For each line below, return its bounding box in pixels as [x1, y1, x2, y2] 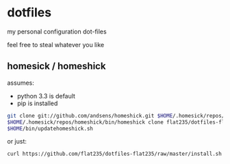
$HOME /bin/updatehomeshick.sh [7, 125, 94, 132]
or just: [7, 137, 27, 146]
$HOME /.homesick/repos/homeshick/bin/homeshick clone [7, 118, 164, 126]
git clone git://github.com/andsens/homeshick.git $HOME [7, 112, 173, 119]
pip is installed [16, 99, 58, 107]
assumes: [7, 79, 34, 87]
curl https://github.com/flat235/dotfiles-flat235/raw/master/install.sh [7, 150, 222, 158]
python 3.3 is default [16, 92, 75, 100]
